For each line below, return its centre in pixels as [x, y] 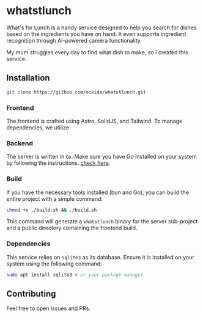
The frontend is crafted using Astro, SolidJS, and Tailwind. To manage [94, 121]
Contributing [31, 294]
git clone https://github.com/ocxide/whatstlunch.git [76, 92]
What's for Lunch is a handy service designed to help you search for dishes [102, 27]
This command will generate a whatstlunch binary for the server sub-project [102, 222]
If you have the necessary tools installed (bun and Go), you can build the [98, 192]
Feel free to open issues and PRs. [48, 308]
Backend [20, 143]
